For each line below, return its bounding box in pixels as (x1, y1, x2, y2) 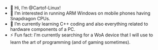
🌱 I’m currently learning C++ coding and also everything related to (10, 21, 148, 27)
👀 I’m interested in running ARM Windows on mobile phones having (10, 10, 151, 16)
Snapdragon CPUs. (10, 16, 51, 21)
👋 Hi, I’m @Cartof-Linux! (10, 5, 61, 11)
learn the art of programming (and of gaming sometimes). (10, 39, 131, 45)
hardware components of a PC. (10, 26, 75, 32)
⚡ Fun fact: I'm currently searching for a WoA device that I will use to (10, 32, 153, 38)
